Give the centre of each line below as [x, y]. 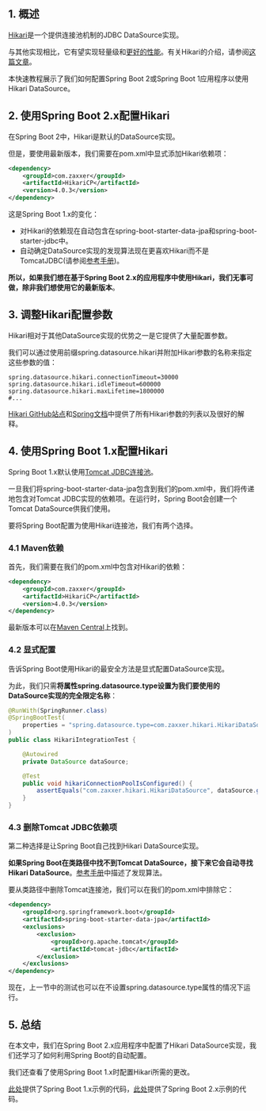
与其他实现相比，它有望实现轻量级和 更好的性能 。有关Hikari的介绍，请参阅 [129, 52]
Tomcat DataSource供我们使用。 [61, 508]
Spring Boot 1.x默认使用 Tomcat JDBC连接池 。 [83, 471]
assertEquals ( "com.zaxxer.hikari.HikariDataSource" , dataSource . [147, 791]
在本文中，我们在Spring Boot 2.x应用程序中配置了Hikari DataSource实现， [129, 1045]
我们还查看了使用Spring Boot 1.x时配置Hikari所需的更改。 [101, 1072]
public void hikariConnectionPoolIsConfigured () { [108, 783]
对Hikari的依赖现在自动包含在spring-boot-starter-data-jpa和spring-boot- [138, 231]
